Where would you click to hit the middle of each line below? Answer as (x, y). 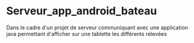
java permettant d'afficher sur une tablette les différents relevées (86, 33)
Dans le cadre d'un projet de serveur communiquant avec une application (97, 27)
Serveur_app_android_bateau (82, 11)
